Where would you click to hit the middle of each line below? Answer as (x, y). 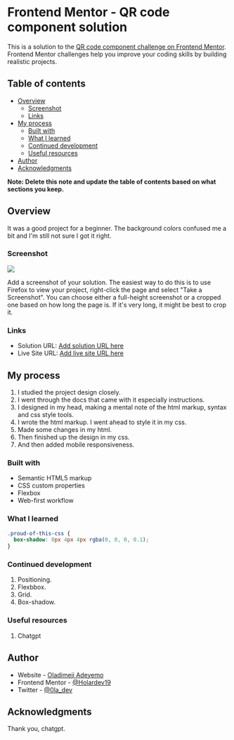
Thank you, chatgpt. (36, 729)
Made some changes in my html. (65, 429)
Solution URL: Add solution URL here (71, 346)
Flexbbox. (32, 587)
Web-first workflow (45, 501)
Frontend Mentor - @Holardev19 (64, 682)
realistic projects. (32, 61)
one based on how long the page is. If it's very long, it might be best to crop (117, 305)
